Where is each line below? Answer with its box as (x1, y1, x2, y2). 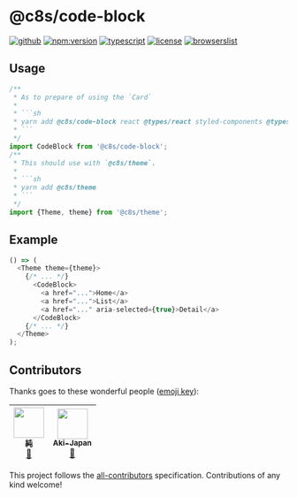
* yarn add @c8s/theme (12, 183, 97, 192)
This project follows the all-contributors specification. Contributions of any (9, 470, 281, 480)
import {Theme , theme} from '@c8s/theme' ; (9, 208, 168, 217)
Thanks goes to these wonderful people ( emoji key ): (9, 386, 200, 396)
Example (9, 233, 58, 248)
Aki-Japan (52, 438, 93, 448)
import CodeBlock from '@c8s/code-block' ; (9, 141, 168, 151)
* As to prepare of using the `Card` (12, 93, 152, 102)
